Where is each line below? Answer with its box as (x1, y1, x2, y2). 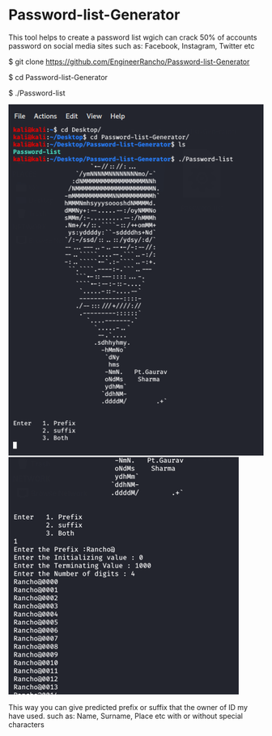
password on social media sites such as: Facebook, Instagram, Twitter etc (8, 40, 255, 50)
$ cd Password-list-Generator (8, 72, 108, 82)
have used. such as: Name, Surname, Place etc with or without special (8, 711, 243, 721)
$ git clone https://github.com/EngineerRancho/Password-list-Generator (8, 57, 250, 66)
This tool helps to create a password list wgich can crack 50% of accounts (8, 32, 257, 42)
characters (8, 720, 45, 730)
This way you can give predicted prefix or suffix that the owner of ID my (8, 703, 249, 713)
